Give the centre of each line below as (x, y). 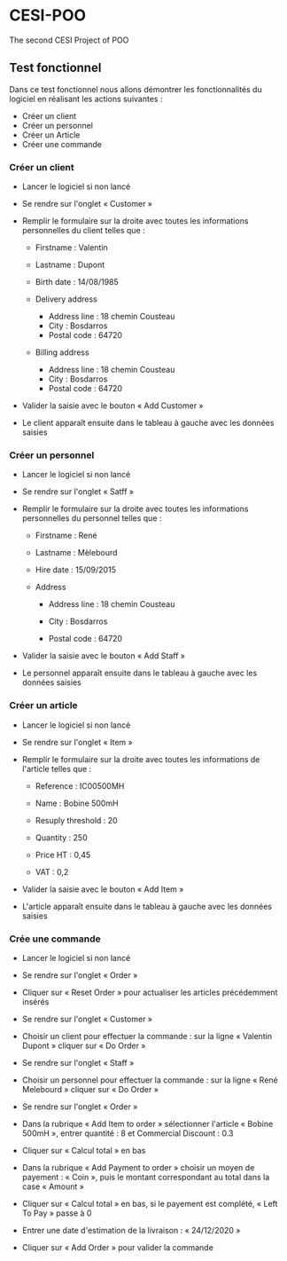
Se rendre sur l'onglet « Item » (77, 742)
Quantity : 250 (61, 837)
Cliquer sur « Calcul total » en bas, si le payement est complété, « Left (150, 1203)
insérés (35, 1001)
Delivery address (66, 299)
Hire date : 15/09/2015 (76, 570)
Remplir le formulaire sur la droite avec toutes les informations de (141, 759)
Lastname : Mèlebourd (76, 553)
